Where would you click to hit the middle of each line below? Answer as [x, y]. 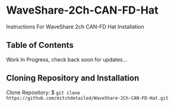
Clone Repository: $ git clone [43, 92]
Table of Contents [40, 45]
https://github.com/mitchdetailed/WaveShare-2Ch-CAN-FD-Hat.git [87, 98]
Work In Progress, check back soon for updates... [67, 59]
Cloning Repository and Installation [73, 78]
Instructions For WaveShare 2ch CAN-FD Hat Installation [75, 27]
